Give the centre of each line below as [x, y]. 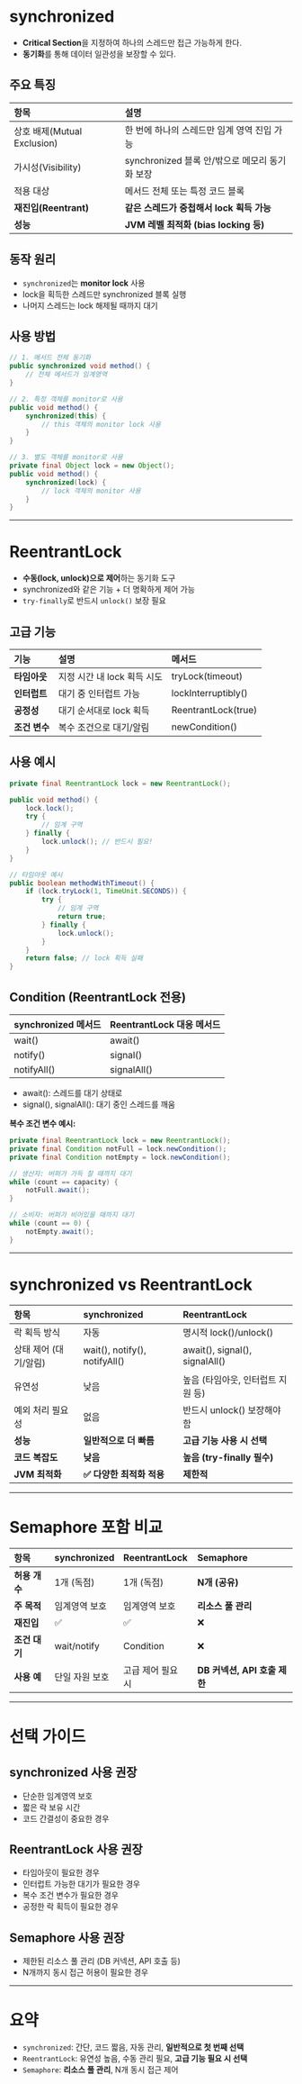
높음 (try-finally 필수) [228, 1457]
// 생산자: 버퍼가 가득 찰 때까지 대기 [71, 1173]
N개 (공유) [218, 1582]
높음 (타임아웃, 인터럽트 [230, 1380]
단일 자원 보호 [82, 1677]
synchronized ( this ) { [66, 416]
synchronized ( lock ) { [66, 482]
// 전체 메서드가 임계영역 [67, 375]
